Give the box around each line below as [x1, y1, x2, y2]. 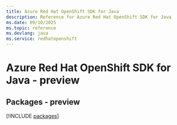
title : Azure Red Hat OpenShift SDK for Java [6, 8, 119, 15]
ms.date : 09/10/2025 [6, 19, 57, 25]
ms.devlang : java [6, 31, 49, 36]
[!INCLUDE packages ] [6, 113, 59, 119]
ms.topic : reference [6, 25, 57, 31]
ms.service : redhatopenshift [6, 36, 77, 42]
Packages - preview [6, 97, 80, 107]
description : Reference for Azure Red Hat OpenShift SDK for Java [6, 14, 172, 20]
